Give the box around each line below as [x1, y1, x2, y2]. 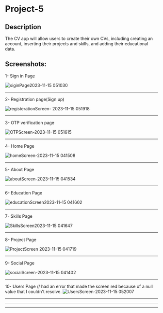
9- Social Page [5, 260, 35, 266]
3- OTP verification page [5, 120, 55, 125]
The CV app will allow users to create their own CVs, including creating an [5, 35, 153, 41]
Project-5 [5, 3, 44, 15]
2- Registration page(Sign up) [5, 96, 65, 102]
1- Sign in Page [5, 73, 35, 79]
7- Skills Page [5, 213, 33, 219]
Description [5, 23, 41, 31]
